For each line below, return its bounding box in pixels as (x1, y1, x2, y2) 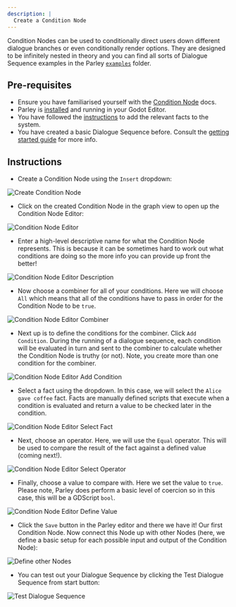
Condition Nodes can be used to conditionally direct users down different (7, 36, 221, 44)
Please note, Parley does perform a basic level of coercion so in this (17, 486, 216, 495)
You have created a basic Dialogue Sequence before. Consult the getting (17, 128, 230, 136)
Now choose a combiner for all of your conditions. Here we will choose (17, 287, 224, 295)
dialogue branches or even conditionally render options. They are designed (7, 44, 226, 52)
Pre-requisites (7, 79, 72, 91)
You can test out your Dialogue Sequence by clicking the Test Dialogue (17, 571, 224, 579)
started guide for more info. (17, 136, 98, 144)
